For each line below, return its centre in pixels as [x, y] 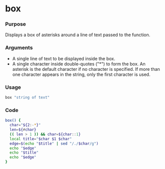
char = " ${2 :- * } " [25, 125]
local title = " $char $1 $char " [41, 139]
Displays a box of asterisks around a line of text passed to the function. [78, 35]
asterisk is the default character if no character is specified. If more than [86, 69]
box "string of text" [27, 98]
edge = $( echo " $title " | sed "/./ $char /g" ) [54, 143]
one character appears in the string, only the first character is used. [81, 74]
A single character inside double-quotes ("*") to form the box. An [79, 64]
